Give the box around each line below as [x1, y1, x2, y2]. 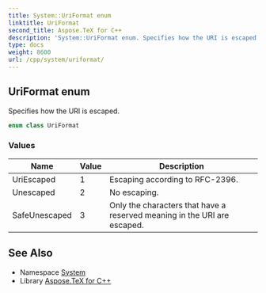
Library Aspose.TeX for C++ [19, 276, 112, 285]
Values [8, 140, 36, 151]
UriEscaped [12, 173, 56, 185]
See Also [8, 246, 53, 260]
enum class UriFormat [8, 121, 80, 129]
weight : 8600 [8, 48, 51, 56]
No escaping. [109, 187, 159, 198]
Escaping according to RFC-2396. [109, 173, 239, 185]
